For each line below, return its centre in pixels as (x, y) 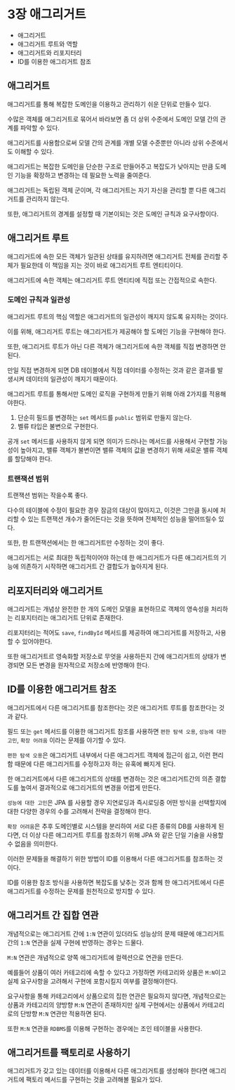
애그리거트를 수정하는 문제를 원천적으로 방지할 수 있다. (81, 891)
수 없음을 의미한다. (33, 843)
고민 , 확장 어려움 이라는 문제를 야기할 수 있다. (67, 740)
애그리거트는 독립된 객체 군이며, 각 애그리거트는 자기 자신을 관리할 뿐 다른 (107, 190)
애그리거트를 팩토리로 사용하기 (69, 1052)
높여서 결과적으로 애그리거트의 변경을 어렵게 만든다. (90, 787)
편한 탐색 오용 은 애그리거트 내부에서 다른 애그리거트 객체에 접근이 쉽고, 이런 (109, 755)
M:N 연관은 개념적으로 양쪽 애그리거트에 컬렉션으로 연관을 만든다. (95, 957)
